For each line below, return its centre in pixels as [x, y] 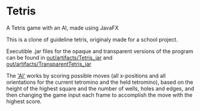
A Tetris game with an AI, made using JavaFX [63, 28]
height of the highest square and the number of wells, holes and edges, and [100, 88]
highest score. [24, 101]
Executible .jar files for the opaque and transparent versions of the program [100, 51]
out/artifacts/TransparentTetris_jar [49, 64]
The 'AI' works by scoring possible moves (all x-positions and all [86, 75]
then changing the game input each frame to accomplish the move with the [99, 95]
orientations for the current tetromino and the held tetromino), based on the [100, 82]
